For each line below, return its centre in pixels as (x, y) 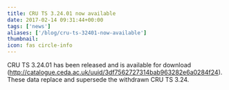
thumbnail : (23, 39)
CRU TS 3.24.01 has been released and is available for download (99, 65)
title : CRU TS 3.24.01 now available (62, 13)
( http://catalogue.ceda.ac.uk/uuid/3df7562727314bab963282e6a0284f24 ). (115, 72)
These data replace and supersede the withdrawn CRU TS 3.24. (98, 79)
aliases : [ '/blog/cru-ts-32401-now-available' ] (77, 33)
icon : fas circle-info (40, 45)
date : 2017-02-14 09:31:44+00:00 (55, 20)
